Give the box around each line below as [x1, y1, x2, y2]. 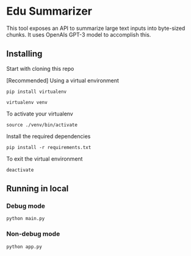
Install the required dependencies [6, 133, 91, 140]
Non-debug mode [6, 230, 60, 238]
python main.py [6, 216, 45, 222]
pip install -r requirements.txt [6, 144, 92, 150]
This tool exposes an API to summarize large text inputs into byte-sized [6, 24, 186, 32]
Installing [6, 49, 43, 59]
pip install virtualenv [6, 89, 67, 95]
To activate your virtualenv [6, 110, 73, 117]
